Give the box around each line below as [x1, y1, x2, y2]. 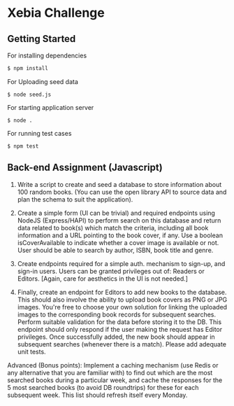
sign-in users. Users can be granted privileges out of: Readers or [17, 267, 205, 275]
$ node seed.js [7, 91, 52, 98]
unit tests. [17, 347, 47, 356]
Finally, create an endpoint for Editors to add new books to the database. [17, 288, 227, 296]
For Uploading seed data [7, 77, 79, 85]
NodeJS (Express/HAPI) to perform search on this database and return [17, 216, 221, 225]
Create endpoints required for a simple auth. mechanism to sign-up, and [17, 259, 226, 267]
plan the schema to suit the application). [17, 195, 133, 204]
